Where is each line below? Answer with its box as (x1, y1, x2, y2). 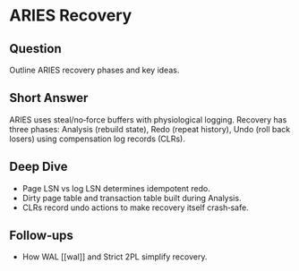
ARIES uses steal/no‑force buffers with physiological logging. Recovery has (9, 114, 287, 125)
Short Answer (9, 90, 89, 106)
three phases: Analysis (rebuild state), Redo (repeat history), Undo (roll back (9, 123, 291, 134)
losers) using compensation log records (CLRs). (9, 133, 186, 144)
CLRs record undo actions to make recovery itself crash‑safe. (21, 202, 249, 213)
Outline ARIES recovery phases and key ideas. (9, 64, 180, 75)
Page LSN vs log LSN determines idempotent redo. (21, 182, 210, 193)
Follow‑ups (9, 228, 74, 243)
